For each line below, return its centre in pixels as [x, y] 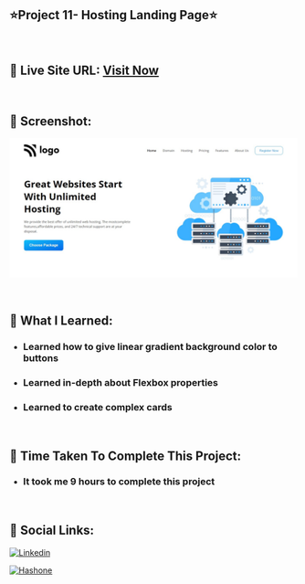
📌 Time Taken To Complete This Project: [126, 456]
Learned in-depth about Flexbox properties [121, 382]
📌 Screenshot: [51, 122]
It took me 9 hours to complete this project [119, 482]
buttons [41, 357]
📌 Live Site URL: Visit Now [84, 71]
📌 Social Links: [52, 531]
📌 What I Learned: [61, 320]
